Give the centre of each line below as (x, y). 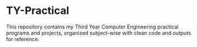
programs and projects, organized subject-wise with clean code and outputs (98, 32)
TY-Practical (38, 11)
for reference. (23, 39)
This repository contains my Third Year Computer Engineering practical (92, 27)
